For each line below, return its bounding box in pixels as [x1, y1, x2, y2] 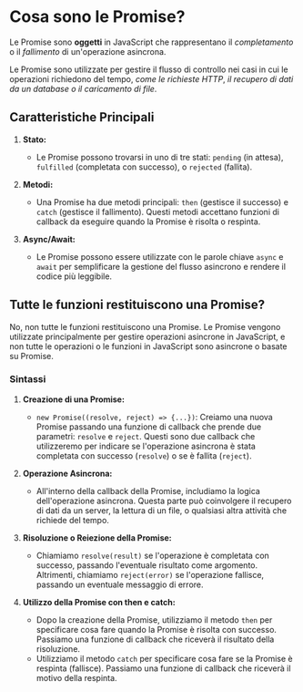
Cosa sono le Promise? [9, 6, 186, 27]
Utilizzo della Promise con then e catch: [22, 596, 176, 607]
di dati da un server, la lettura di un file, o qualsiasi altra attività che [35, 504, 288, 516]
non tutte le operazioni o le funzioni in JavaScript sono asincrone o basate [9, 340, 288, 352]
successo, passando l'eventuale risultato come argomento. [35, 559, 258, 571]
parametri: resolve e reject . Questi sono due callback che [35, 430, 256, 441]
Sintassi [9, 373, 46, 386]
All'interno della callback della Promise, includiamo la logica [35, 485, 261, 496]
